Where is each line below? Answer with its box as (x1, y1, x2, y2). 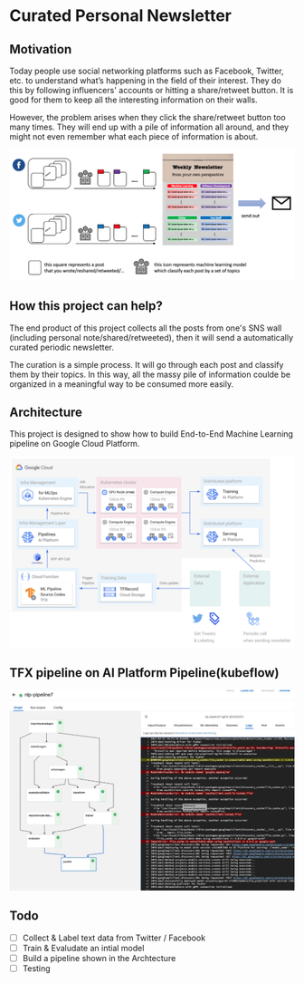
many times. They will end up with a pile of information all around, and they (9, 121, 290, 132)
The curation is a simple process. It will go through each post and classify (9, 359, 284, 370)
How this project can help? (9, 298, 163, 313)
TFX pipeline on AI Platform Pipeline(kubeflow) (9, 665, 280, 680)
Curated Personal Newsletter (9, 5, 233, 26)
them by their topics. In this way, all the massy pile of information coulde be (9, 369, 291, 380)
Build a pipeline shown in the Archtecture (22, 952, 176, 963)
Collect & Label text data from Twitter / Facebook (22, 932, 206, 943)
